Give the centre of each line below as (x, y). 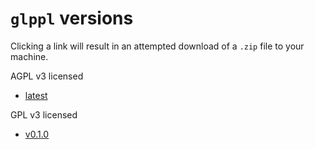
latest (36, 95)
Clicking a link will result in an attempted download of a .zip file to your (157, 46)
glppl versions (72, 18)
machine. (29, 56)
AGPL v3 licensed (47, 76)
